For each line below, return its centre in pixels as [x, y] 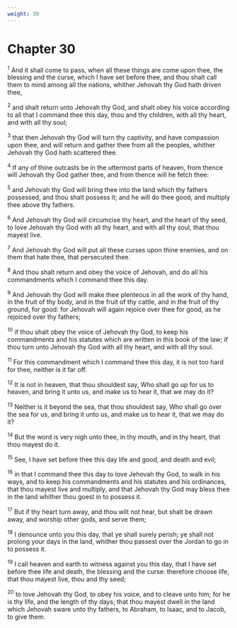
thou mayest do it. [34, 444]
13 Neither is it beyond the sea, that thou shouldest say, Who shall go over [115, 406]
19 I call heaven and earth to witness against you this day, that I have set [112, 563]
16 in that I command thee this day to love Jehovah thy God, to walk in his [114, 473]
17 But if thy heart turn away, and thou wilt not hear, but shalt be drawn [110, 511]
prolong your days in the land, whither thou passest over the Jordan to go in [118, 542]
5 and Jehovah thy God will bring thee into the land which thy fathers [108, 189]
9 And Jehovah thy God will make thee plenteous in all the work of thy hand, [118, 293]
